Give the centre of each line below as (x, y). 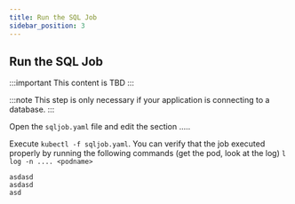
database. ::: (32, 110)
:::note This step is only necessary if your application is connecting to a (140, 100)
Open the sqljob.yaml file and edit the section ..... (100, 127)
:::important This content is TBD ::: (72, 83)
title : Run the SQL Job (53, 17)
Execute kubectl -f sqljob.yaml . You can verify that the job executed (137, 144)
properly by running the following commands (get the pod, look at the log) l (147, 153)
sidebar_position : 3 (48, 26)
